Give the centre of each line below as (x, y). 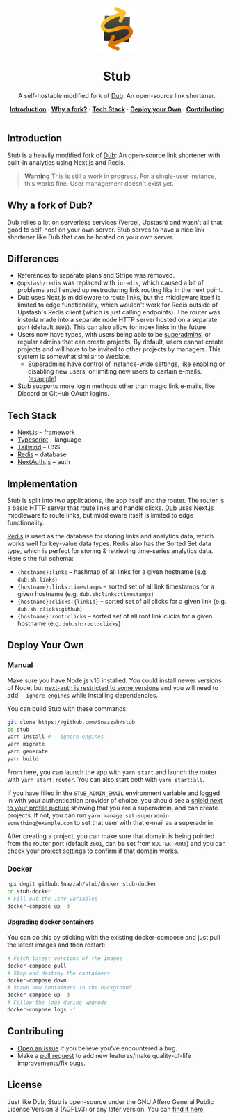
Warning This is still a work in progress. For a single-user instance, (120, 176)
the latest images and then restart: (56, 945)
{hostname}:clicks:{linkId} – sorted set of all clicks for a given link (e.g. (122, 601)
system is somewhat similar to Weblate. (74, 357)
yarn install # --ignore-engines (56, 737)
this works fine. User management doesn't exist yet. (99, 183)
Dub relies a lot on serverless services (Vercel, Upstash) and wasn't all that (115, 222)
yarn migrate (26, 744)
